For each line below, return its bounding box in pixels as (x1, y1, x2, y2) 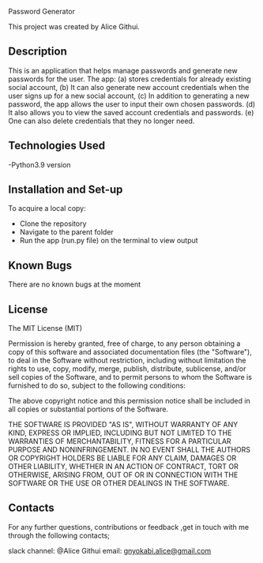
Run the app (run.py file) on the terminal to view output (19, 236, 199, 246)
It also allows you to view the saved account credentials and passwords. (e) (8, 107, 254, 117)
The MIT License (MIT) (8, 324, 83, 333)
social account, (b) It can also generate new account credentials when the (8, 82, 250, 92)
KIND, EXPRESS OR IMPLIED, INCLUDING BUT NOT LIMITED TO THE (8, 428, 232, 437)
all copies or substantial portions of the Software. (8, 404, 168, 414)
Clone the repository (19, 219, 87, 228)
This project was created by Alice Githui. (8, 22, 141, 31)
